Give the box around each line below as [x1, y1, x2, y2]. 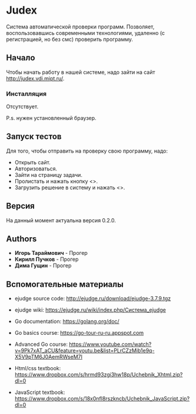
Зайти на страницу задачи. [14, 171, 82, 178]
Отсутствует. [6, 103, 39, 110]
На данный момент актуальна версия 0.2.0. [6, 216, 117, 224]
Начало [6, 53, 35, 63]
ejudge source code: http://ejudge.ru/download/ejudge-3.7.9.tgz [14, 295, 171, 302]
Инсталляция [6, 89, 47, 98]
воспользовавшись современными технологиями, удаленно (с [6, 29, 165, 36]
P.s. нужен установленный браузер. [6, 115, 97, 122]
